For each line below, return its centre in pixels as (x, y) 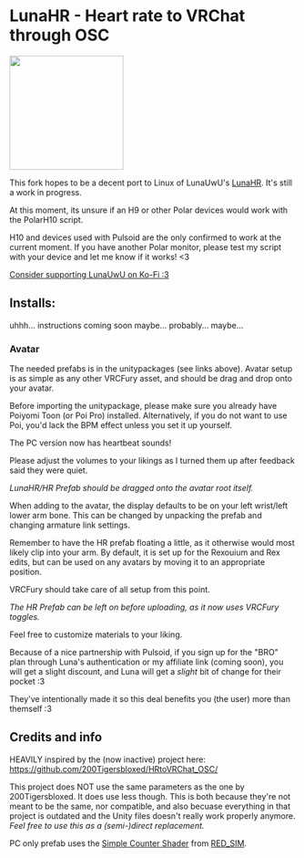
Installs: (33, 303)
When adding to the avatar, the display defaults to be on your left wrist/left (149, 506)
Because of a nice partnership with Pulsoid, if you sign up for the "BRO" (144, 653)
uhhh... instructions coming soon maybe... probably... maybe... (127, 325)
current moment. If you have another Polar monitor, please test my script (146, 246)
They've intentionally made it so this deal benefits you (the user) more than (150, 699)
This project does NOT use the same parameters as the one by (127, 787)
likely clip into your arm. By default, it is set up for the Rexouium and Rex (145, 552)
